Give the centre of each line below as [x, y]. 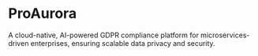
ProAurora [43, 14]
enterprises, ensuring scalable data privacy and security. [123, 43]
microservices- [225, 35]
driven [19, 43]
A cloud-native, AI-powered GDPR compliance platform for [104, 35]
